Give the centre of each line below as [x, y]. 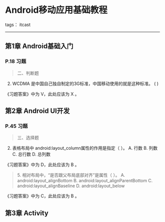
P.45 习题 [16, 126]
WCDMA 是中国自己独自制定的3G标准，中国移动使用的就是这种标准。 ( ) [85, 83]
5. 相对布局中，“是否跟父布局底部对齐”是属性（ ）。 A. [71, 175]
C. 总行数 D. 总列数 [31, 154]
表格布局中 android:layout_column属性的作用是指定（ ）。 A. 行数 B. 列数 [85, 148]
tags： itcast [18, 25]
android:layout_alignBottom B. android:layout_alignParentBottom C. [85, 181]
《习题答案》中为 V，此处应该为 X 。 [42, 94]
